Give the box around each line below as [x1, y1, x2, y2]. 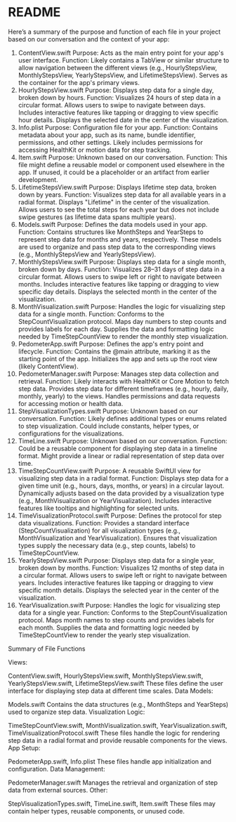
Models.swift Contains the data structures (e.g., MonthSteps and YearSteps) [8, 700, 229, 708]
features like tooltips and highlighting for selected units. [18, 504, 180, 512]
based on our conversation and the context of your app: [8, 34, 170, 43]
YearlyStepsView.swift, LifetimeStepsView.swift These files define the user [8, 679, 223, 687]
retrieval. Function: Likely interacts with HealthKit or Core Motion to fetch [18, 377, 230, 385]
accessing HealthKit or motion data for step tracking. [18, 145, 171, 154]
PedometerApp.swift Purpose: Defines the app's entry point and [18, 339, 204, 348]
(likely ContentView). [18, 362, 79, 370]
